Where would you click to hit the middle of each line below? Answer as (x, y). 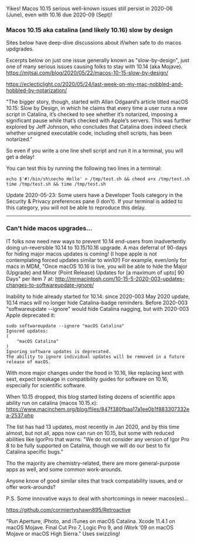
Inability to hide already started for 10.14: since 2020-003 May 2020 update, (98, 296)
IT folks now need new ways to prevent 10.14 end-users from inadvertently (96, 241)
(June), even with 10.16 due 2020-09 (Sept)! (59, 15)
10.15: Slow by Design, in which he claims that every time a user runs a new (97, 108)
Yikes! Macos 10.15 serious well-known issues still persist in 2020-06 (89, 9)
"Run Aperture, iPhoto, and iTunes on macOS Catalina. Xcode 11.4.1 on (91, 521)
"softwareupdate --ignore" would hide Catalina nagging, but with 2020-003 (98, 309)
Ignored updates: (27, 331)
